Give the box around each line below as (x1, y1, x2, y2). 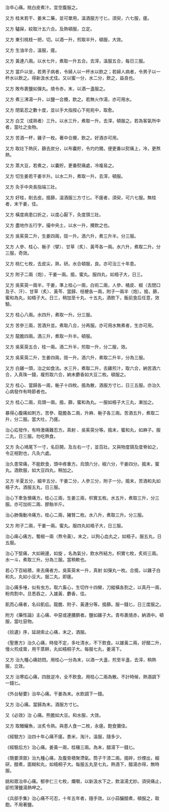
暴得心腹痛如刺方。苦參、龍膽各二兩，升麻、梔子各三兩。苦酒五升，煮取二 (5, 410, 159, 416)
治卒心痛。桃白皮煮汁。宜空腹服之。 (5, 5, 80, 10)
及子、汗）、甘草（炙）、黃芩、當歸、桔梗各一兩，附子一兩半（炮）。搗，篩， (5, 289, 162, 294)
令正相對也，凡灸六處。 (5, 450, 54, 456)
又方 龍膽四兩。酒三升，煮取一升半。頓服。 (5, 333, 95, 339)
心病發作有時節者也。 (5, 388, 49, 394)
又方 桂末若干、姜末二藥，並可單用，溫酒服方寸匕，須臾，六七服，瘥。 (5, 15, 152, 21)
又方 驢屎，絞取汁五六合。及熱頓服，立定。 (5, 26, 95, 32)
